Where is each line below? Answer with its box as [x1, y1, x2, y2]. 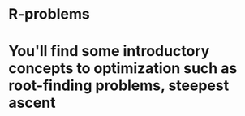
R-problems [8, 5, 91, 24]
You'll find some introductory [8, 42, 210, 61]
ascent [8, 94, 56, 112]
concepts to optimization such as [8, 59, 238, 78]
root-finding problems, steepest [8, 76, 230, 95]
